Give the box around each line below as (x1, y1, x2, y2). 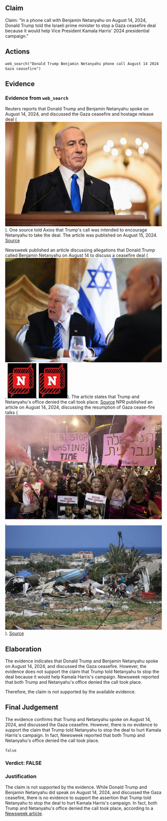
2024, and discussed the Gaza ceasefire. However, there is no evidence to (5, 722, 158, 728)
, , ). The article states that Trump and (5, 394, 140, 400)
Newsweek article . (5, 810, 43, 817)
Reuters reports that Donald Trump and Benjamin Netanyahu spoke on (5, 106, 149, 112)
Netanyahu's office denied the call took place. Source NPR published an (5, 399, 153, 405)
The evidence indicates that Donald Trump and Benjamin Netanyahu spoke (5, 658, 159, 664)
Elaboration (5, 645, 42, 653)
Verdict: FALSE (5, 759, 42, 766)
